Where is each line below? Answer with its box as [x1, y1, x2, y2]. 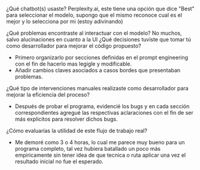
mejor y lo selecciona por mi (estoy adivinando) [6, 18, 123, 25]
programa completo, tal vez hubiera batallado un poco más [14, 145, 160, 152]
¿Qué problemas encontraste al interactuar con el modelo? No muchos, [6, 29, 182, 37]
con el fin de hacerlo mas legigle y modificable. [14, 60, 132, 67]
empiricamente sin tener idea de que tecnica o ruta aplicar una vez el [14, 151, 186, 159]
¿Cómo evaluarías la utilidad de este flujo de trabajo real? [6, 127, 148, 134]
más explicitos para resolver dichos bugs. [14, 115, 118, 123]
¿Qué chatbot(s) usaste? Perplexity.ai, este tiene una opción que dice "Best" [6, 5, 195, 12]
